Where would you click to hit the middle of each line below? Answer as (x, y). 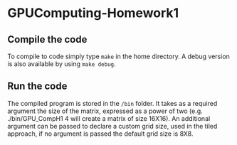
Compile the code (47, 39)
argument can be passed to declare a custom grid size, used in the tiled (112, 126)
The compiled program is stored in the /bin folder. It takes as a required (112, 103)
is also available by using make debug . (62, 64)
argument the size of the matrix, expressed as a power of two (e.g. (105, 111)
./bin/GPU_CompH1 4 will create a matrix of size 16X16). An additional (109, 118)
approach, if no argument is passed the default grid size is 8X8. (100, 134)
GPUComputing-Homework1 (93, 13)
